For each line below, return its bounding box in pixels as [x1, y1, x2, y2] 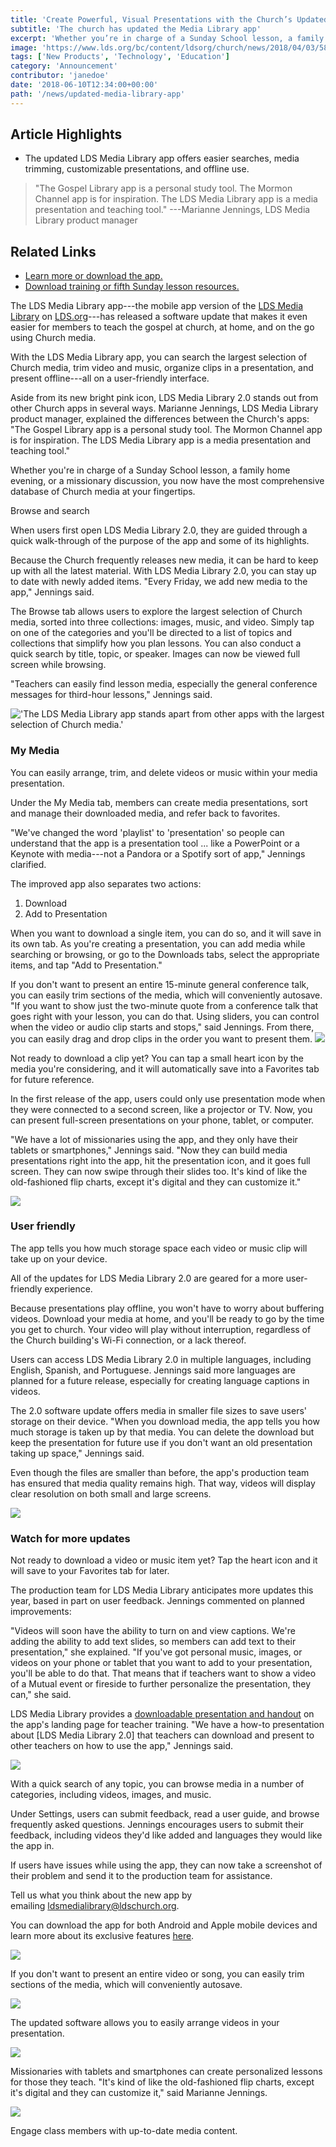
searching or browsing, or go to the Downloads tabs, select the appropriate [10, 948, 320, 960]
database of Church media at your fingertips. [10, 486, 196, 498]
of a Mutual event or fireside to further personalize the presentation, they [10, 1678, 312, 1690]
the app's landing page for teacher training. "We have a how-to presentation [10, 1719, 325, 1731]
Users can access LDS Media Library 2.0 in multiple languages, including [10, 1353, 312, 1365]
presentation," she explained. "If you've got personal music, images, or [10, 1646, 303, 1658]
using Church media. [10, 332, 97, 344]
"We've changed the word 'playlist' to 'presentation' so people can [10, 826, 285, 838]
